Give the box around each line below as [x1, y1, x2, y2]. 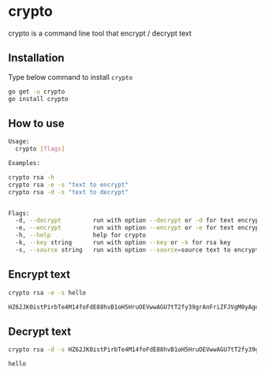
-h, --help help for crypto [15, 231, 147, 239]
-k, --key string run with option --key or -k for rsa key [15, 239, 231, 247]
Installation [8, 51, 65, 65]
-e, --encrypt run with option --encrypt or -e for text [15, 224, 235, 232]
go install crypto [8, 95, 69, 103]
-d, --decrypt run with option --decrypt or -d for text [15, 216, 235, 225]
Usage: [8, 137, 30, 146]
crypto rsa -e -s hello [8, 289, 87, 297]
